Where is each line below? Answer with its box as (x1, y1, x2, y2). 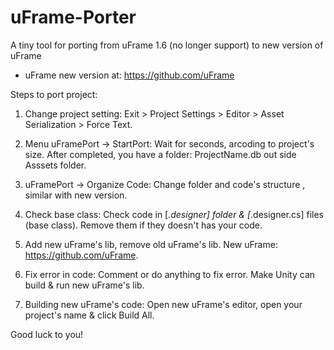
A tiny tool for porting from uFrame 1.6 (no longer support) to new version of (10, 39, 324, 51)
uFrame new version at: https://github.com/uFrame (24, 69, 235, 81)
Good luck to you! (10, 328, 84, 340)
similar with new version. (24, 189, 128, 201)
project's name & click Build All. (24, 309, 155, 321)
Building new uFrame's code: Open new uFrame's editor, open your (24, 298, 303, 310)
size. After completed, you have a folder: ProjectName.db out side (24, 148, 297, 160)
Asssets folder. (24, 159, 87, 171)
